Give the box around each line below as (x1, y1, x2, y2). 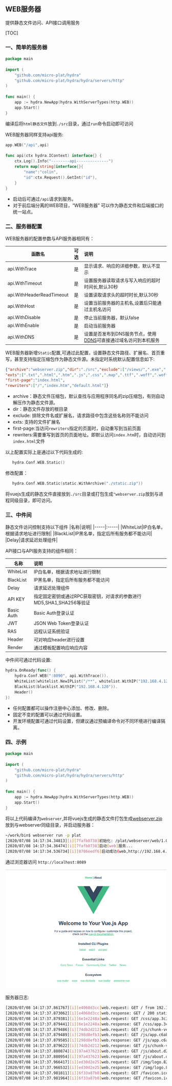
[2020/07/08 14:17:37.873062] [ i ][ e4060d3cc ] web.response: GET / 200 (5, 1010, 155, 1015)
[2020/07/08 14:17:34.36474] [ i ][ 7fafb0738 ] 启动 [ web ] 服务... (5, 844, 133, 849)
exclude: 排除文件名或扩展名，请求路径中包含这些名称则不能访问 (12, 412, 149, 418)
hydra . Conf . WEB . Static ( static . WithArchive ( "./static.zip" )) (12, 481, 143, 486)
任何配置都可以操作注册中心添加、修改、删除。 (12, 705, 112, 711)
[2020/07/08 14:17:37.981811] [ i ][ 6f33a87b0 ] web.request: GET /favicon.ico (5, 1070, 168, 1076)
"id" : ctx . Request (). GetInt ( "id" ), (24, 174, 97, 180)
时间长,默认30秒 (84, 284, 118, 290)
